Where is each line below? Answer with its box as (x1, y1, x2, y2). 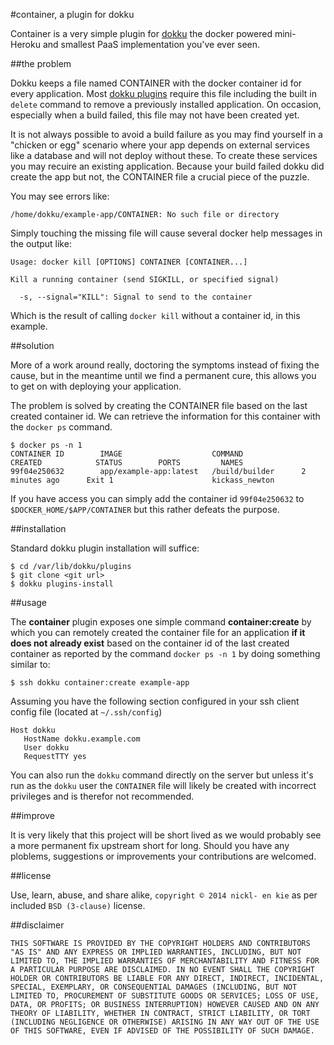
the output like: (10, 238, 72, 249)
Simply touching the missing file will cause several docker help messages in (10, 227, 323, 239)
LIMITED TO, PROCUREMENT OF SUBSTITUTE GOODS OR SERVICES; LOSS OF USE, (10, 991, 320, 1001)
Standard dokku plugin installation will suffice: (10, 542, 200, 554)
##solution (10, 340, 55, 351)
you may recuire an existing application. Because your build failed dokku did (10, 160, 325, 172)
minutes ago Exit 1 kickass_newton (10, 475, 275, 485)
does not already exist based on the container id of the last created (10, 637, 290, 649)
